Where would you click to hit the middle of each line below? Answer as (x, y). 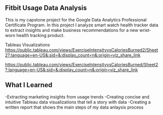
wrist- (145, 30)
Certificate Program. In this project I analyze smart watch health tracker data (82, 25)
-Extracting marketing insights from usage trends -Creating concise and (77, 96)
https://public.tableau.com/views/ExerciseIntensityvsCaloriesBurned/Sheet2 (81, 64)
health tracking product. (40, 35)
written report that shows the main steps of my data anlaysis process (74, 107)
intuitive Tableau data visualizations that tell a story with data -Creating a (78, 102)
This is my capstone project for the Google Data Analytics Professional (76, 19)
